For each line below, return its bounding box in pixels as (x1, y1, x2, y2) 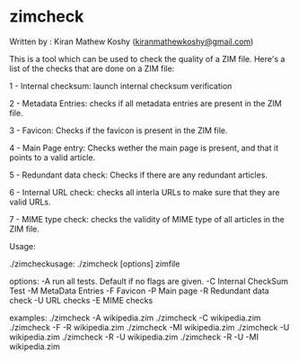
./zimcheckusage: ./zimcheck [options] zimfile (9, 258, 180, 269)
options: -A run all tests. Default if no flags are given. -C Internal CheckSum (9, 275, 289, 286)
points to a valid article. (9, 151, 96, 163)
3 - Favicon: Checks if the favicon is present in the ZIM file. (9, 124, 228, 136)
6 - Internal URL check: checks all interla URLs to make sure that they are (9, 186, 280, 197)
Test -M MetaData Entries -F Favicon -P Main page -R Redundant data (9, 285, 269, 296)
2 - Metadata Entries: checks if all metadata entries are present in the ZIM (9, 97, 283, 109)
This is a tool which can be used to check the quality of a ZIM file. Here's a (9, 53, 285, 64)
